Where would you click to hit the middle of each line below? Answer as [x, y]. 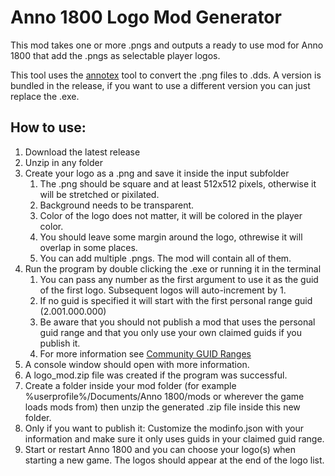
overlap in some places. [88, 247]
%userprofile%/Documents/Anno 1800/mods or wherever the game [164, 396]
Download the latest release [82, 152]
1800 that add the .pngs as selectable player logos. [115, 55]
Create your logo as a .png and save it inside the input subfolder [157, 173]
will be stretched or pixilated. [99, 194]
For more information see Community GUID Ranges [145, 353]
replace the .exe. [45, 96]
